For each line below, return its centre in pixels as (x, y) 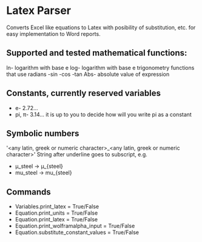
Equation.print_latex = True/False (56, 220)
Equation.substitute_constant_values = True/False (77, 232)
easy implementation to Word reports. (54, 33)
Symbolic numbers (43, 133)
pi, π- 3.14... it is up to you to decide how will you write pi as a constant (103, 114)
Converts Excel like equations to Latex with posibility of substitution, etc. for (101, 27)
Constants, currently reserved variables (83, 93)
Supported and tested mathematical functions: (97, 53)
